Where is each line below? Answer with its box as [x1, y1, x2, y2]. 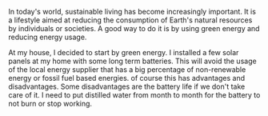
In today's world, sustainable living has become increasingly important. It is [8, 7, 256, 16]
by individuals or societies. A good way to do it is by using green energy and [8, 24, 260, 33]
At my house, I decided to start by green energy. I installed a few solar [8, 48, 239, 57]
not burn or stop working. [8, 99, 93, 108]
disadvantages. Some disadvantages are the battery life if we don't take [8, 82, 246, 91]
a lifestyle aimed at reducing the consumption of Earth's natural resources [8, 15, 253, 25]
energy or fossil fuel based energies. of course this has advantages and [8, 74, 246, 82]
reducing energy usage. [8, 32, 87, 42]
